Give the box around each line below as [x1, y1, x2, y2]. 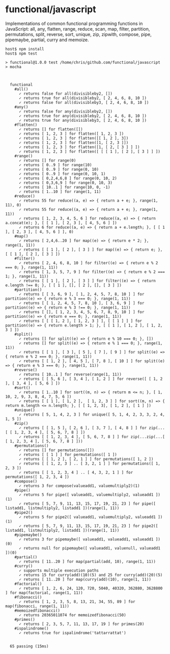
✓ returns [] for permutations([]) [18, 447, 95, 453]
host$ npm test [5, 51, 38, 56]
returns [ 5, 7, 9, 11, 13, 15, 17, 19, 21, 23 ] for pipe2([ [23, 523, 158, 528]
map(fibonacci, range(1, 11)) [5, 604, 70, 609]
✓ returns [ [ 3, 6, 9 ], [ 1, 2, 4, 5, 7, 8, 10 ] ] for [18, 291, 145, 296]
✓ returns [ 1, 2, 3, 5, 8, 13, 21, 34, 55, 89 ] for [18, 599, 136, 604]
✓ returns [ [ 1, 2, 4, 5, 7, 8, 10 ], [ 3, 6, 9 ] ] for [18, 301, 145, 306]
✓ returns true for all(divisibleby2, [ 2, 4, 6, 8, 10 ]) [18, 95, 147, 100]
